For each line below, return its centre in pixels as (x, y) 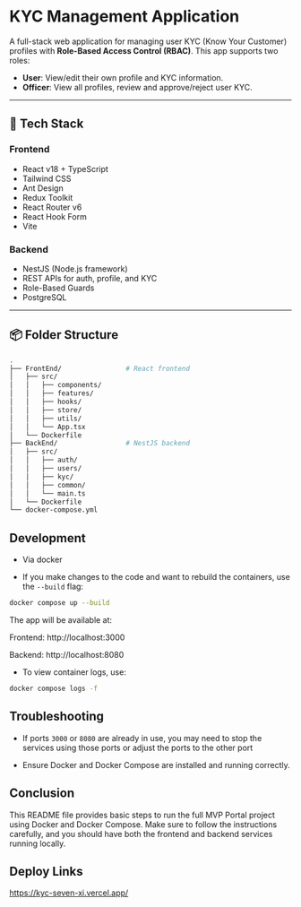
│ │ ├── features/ (52, 393)
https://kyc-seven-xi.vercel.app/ (69, 893)
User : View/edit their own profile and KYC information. (123, 77)
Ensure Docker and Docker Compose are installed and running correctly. (156, 764)
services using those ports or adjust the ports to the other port (138, 747)
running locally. (38, 843)
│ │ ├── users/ (46, 469)
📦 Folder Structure (64, 335)
